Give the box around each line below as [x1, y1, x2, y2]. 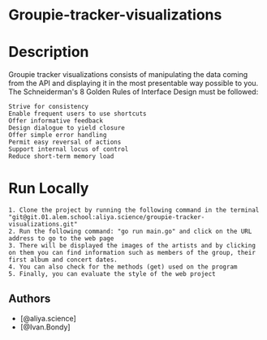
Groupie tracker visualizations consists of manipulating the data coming [8, 70, 248, 80]
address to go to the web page [8, 235, 114, 243]
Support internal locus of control [8, 145, 129, 153]
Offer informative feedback [8, 117, 104, 125]
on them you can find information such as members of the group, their [8, 249, 256, 257]
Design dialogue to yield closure [8, 124, 126, 132]
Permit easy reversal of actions [8, 138, 122, 147]
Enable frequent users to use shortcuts [8, 110, 148, 118]
